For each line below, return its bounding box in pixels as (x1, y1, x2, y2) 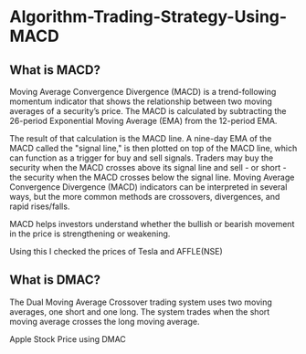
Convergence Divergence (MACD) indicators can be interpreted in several (9, 182, 288, 193)
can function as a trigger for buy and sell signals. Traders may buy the (9, 152, 274, 163)
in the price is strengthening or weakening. (9, 228, 171, 239)
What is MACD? (9, 62, 100, 78)
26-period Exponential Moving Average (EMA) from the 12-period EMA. (9, 116, 278, 126)
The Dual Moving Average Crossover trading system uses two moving (9, 297, 272, 307)
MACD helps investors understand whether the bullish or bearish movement (9, 219, 295, 229)
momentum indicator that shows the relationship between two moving (9, 96, 272, 107)
